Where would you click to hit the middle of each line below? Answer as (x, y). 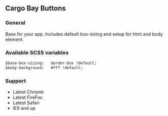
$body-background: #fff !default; (44, 68)
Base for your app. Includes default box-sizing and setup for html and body (84, 34)
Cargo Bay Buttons (36, 8)
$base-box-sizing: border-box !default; (51, 63)
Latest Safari (26, 103)
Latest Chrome (28, 92)
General (15, 23)
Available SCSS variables (37, 52)
